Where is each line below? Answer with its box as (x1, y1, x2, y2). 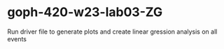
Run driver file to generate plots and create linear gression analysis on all (7, 27, 218, 36)
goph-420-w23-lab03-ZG (7, 4, 163, 20)
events (7, 34, 27, 43)
